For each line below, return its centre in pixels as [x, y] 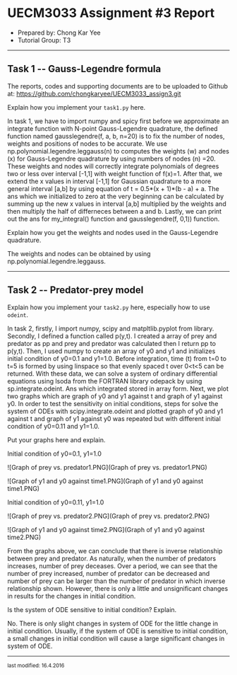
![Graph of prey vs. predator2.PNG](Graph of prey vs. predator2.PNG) [109, 516]
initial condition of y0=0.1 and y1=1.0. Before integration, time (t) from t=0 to [117, 358]
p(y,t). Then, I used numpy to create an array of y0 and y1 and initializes [111, 351]
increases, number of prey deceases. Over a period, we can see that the [113, 566]
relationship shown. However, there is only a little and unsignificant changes [118, 588]
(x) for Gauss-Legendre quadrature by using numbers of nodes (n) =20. [112, 158]
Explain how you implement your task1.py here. [77, 107]
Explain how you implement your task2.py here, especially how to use [109, 307]
